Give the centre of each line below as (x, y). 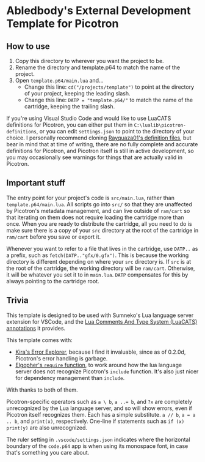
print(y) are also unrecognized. (47, 427)
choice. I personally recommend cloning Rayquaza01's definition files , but (99, 138)
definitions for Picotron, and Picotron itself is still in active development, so (100, 151)
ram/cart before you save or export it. (54, 237)
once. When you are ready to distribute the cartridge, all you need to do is (99, 223)
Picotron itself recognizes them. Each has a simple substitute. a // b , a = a (101, 414)
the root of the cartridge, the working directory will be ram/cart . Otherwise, (101, 268)
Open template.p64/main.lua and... (59, 80)
